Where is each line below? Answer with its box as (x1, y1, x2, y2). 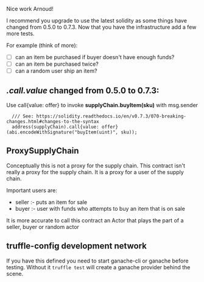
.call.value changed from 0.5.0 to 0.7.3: (6, 85, 160, 96)
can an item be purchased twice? (15, 60, 99, 68)
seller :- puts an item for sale (15, 198, 87, 206)
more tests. (6, 30, 35, 37)
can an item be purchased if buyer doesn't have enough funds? (15, 54, 175, 60)
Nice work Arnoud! (6, 5, 54, 12)
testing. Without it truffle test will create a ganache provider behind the (6, 263, 191, 270)
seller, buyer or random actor (6, 223, 79, 230)
